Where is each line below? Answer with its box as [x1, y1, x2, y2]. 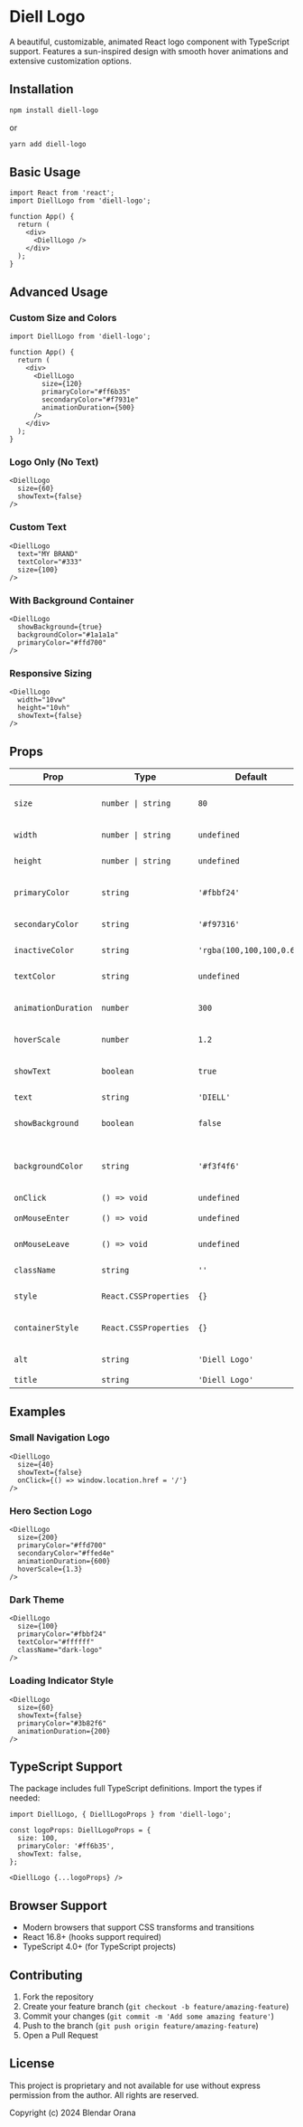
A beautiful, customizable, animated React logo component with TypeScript [9, 36, 290, 47]
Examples [9, 1404, 66, 1420]
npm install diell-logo [9, 106, 99, 115]
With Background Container [9, 594, 134, 607]
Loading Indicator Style [9, 1675, 115, 1687]
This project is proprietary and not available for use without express [9, 2080, 262, 2091]
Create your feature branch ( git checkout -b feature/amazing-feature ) [22, 2001, 289, 2012]
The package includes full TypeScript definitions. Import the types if [9, 1783, 262, 1794]
